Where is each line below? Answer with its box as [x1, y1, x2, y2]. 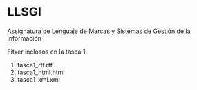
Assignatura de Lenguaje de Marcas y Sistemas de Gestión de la [7, 27, 191, 35]
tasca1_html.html [17, 68, 65, 76]
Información [7, 34, 41, 42]
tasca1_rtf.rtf [17, 60, 53, 69]
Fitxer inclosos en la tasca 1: [7, 47, 88, 56]
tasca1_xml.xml [17, 75, 60, 83]
